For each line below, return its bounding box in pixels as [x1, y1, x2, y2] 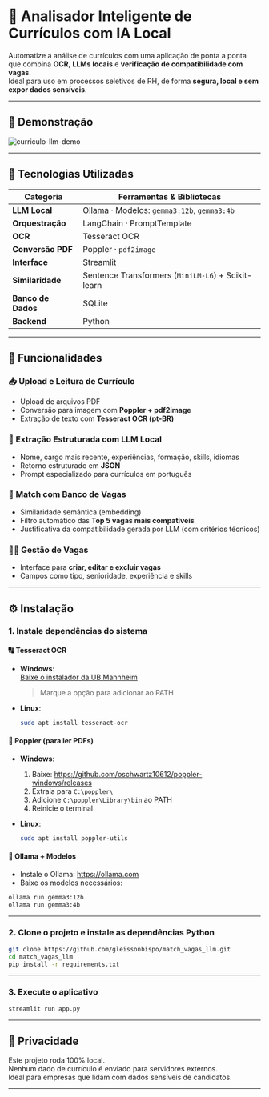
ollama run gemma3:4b [8, 900, 81, 909]
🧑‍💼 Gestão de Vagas [8, 544, 89, 555]
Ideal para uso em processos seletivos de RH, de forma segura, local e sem [8, 76, 259, 86]
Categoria [24, 191, 63, 202]
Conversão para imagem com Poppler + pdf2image [19, 406, 191, 415]
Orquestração [12, 218, 66, 229]
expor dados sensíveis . [8, 84, 87, 94]
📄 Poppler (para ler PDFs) [8, 736, 94, 746]
